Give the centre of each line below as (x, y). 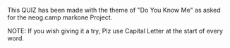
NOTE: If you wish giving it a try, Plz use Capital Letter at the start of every (115, 31)
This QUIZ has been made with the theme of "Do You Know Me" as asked (114, 10)
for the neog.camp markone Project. (60, 17)
